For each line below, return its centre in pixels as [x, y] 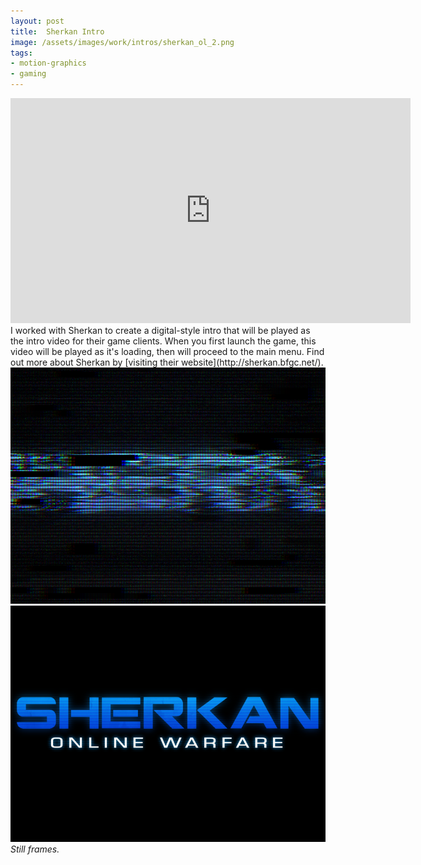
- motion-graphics [48, 63]
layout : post [37, 21]
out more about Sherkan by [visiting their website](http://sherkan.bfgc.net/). [167, 362]
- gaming [28, 74]
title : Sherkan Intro [57, 31]
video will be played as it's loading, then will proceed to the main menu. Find [167, 351]
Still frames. [35, 849]
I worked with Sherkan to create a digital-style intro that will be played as [160, 330]
